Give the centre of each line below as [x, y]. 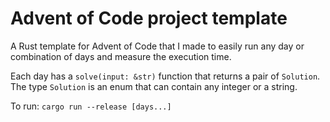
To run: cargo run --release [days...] [91, 106]
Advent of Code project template [149, 18]
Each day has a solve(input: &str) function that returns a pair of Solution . [165, 76]
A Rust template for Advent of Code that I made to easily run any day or [157, 46]
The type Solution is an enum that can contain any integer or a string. [154, 86]
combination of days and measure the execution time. [121, 56]
